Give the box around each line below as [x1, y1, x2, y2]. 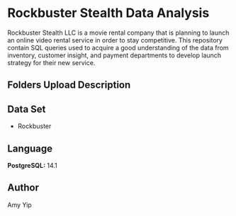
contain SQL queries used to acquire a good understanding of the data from [7, 43, 229, 52]
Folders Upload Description [7, 79, 131, 91]
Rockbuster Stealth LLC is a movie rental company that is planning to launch [7, 28, 230, 37]
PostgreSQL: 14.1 [7, 161, 58, 169]
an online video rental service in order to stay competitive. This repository [7, 35, 223, 44]
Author [7, 182, 39, 194]
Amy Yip [7, 200, 32, 209]
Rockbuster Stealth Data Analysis [7, 5, 210, 21]
